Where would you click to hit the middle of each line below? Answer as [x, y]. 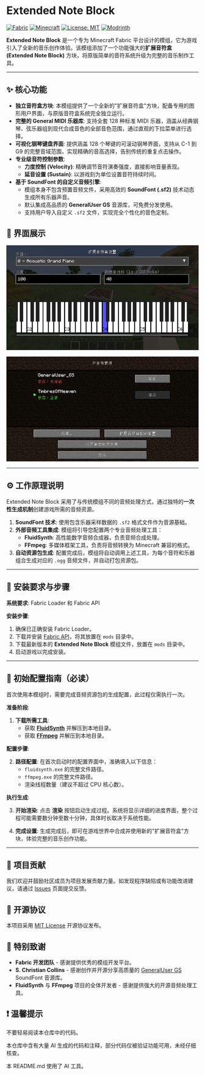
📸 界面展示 [26, 233]
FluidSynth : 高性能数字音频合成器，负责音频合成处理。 [93, 537]
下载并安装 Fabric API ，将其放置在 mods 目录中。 [76, 636]
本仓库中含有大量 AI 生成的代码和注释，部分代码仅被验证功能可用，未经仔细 [101, 1045]
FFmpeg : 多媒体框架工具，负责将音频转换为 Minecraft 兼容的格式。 [109, 545]
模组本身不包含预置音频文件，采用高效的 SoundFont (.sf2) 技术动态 [109, 189]
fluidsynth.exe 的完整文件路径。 [66, 769]
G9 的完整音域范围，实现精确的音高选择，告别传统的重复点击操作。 [100, 151]
